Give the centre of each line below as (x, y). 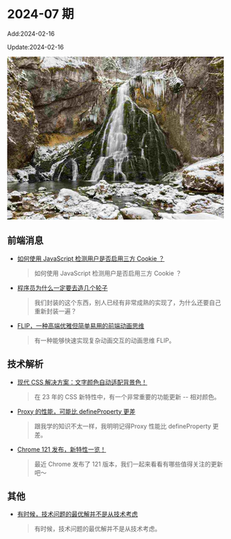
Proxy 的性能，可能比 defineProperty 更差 (76, 411)
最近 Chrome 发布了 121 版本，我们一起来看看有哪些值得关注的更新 (129, 464)
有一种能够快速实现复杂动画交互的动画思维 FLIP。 (104, 340)
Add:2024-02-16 (31, 33)
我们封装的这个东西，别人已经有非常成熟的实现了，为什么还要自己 (128, 302)
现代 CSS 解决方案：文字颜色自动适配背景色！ (82, 382)
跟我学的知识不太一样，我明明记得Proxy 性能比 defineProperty (123, 426)
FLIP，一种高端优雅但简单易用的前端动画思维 (80, 325)
